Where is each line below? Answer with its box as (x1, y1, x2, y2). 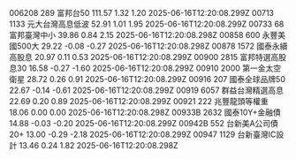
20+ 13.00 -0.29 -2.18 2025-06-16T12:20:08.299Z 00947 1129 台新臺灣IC (9, 129, 277, 140)
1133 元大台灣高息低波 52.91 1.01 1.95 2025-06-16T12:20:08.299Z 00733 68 (9, 19, 285, 29)
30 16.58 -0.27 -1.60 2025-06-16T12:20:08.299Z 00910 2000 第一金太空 (16, 63, 281, 73)
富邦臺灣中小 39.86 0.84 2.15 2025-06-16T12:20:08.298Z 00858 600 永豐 (9, 30, 278, 40)
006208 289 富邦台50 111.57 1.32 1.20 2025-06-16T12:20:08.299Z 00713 (9, 8, 275, 18)
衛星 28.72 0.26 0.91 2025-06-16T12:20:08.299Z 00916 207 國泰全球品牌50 (9, 74, 285, 84)
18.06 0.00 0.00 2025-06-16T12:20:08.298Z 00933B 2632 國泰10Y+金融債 (9, 107, 281, 117)
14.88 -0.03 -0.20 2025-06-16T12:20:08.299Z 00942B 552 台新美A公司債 (9, 118, 278, 128)
